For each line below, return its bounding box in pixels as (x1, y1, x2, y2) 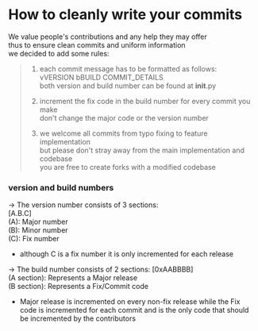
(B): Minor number (8, 225, 69, 235)
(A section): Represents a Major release (8, 273, 137, 283)
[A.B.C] (8, 209, 32, 218)
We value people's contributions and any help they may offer (8, 32, 208, 41)
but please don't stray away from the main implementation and (39, 145, 245, 155)
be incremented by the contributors (19, 314, 137, 323)
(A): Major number (8, 217, 69, 227)
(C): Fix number (8, 234, 60, 244)
